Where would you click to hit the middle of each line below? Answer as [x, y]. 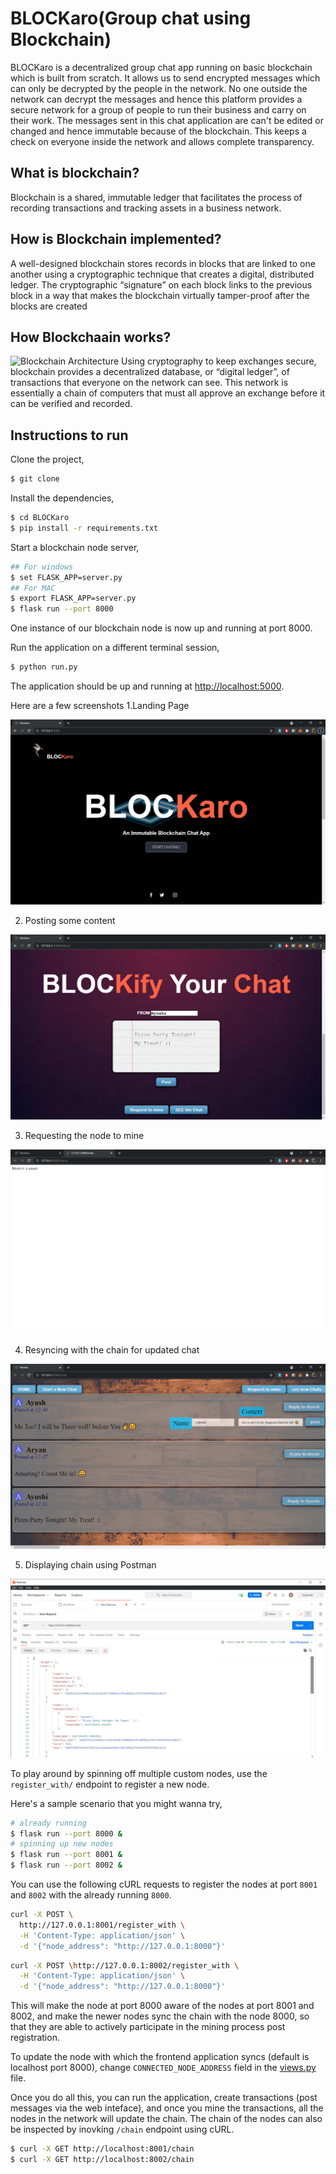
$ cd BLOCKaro [40, 518]
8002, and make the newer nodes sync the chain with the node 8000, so [160, 2016]
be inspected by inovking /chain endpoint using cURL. [122, 2129]
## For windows [42, 567]
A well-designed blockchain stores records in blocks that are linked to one [163, 263]
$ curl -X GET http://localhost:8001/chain [102, 2149]
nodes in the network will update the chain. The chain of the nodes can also [166, 2119]
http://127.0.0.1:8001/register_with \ [102, 1925]
